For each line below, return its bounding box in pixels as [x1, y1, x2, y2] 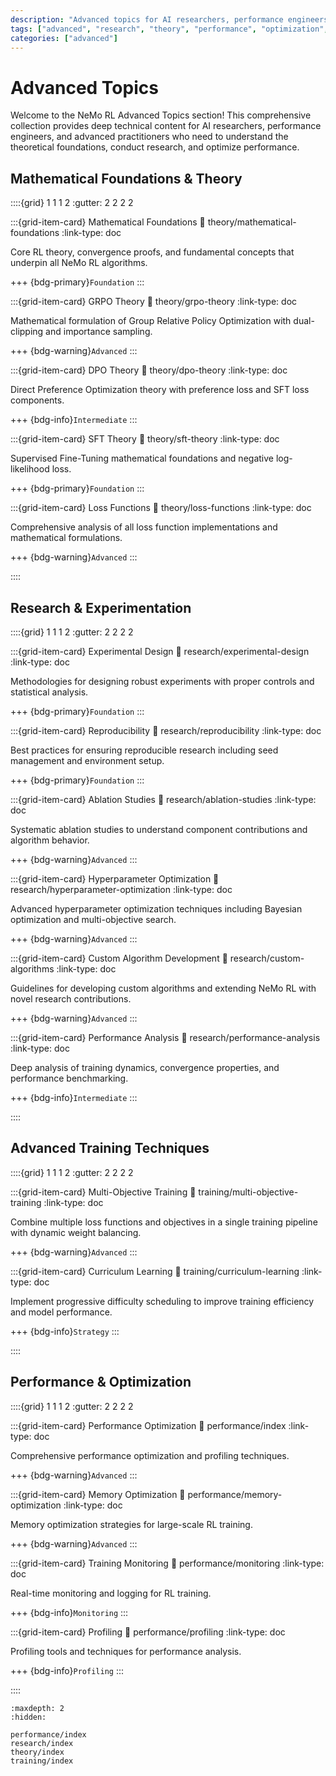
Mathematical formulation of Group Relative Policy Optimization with [10, 315, 292, 327]
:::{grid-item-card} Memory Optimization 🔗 [10, 1488, 186, 1500]
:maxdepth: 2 [10, 1703, 65, 1713]
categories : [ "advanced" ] [10, 33, 118, 43]
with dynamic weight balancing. [10, 1226, 142, 1238]
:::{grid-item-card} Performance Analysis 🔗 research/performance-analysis [10, 1031, 321, 1043]
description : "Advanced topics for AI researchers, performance [10, 14, 284, 25]
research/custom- [229, 952, 305, 964]
